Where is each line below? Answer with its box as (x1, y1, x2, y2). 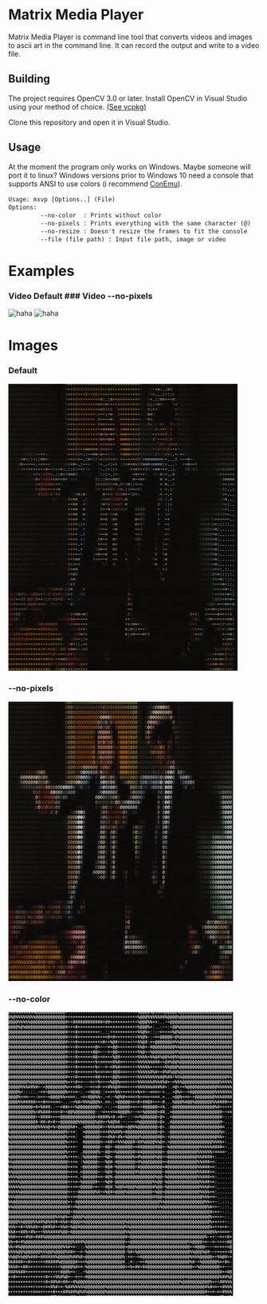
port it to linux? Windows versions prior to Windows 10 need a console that (8, 170, 253, 180)
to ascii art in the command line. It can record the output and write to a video (8, 40, 260, 50)
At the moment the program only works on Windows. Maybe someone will (8, 162, 251, 171)
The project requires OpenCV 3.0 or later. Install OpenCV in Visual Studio (8, 94, 248, 103)
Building (8, 72, 50, 86)
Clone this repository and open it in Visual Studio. (8, 118, 171, 127)
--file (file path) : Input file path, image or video (40, 235, 226, 243)
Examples (8, 261, 75, 280)
